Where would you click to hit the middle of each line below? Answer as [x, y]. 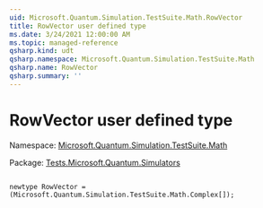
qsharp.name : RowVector [54, 68]
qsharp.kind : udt [42, 51]
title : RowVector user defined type [78, 26]
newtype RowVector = [48, 186]
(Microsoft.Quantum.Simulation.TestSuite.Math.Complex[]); [122, 195]
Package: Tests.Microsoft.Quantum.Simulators [95, 162]
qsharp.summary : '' [46, 76]
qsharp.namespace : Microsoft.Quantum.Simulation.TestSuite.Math [132, 59]
